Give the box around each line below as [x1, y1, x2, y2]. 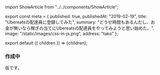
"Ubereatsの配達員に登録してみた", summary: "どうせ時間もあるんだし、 [5, 19, 151, 25]
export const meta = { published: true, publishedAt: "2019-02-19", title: [5, 14, 147, 19]
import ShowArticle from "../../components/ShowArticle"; [5, 4, 119, 10]
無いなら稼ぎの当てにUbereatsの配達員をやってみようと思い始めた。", [13, 25, 155, 31]
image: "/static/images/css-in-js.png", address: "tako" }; [5, 31, 119, 36]
